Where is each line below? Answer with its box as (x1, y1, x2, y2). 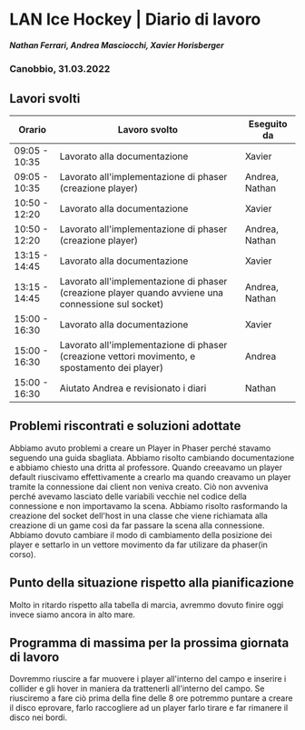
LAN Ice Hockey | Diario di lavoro (9, 9, 261, 30)
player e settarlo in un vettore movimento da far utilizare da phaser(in (9, 539, 268, 550)
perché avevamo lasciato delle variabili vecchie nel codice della (9, 491, 247, 502)
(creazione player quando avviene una (59, 286, 224, 299)
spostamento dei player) (59, 361, 163, 374)
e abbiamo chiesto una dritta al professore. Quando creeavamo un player (9, 462, 283, 473)
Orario (17, 123, 47, 135)
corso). (9, 548, 36, 559)
